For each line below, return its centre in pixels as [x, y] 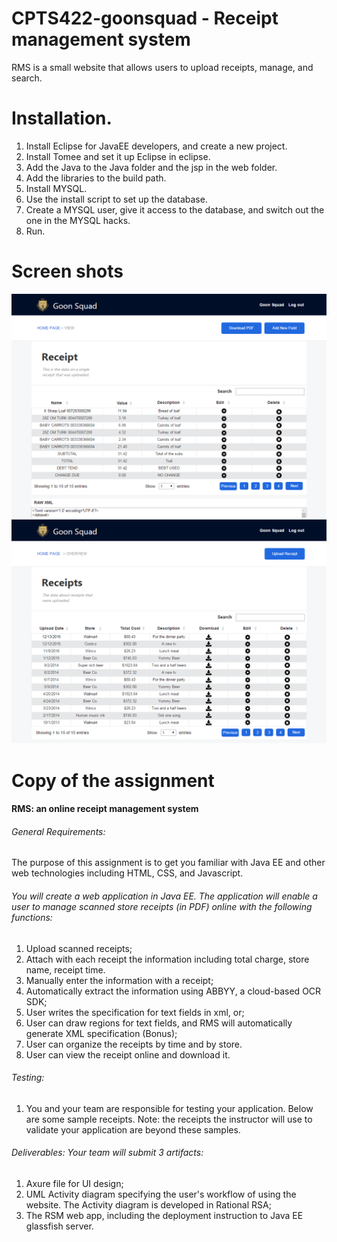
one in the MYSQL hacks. [78, 220]
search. [27, 78]
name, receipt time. [65, 969]
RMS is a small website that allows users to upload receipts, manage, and [162, 67]
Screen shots [67, 271]
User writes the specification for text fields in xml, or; [135, 1012]
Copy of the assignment [113, 780]
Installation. [62, 118]
